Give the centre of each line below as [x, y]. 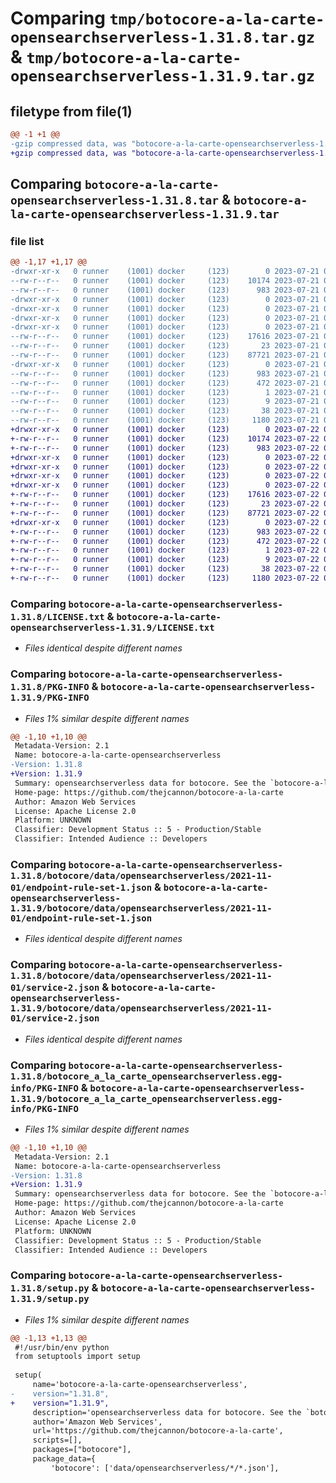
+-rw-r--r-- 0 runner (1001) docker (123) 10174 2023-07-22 [165, 438]
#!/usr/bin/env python [62, 1347]
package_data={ [64, 1459]
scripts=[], [57, 1440]
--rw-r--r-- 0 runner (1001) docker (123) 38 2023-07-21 [165, 411]
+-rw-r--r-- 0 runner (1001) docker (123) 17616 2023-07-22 [165, 495]
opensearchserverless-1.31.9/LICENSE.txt [112, 627]
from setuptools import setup [77, 1357]
